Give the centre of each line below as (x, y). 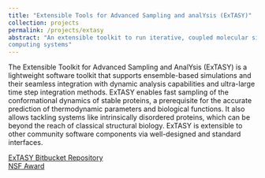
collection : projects (44, 23)
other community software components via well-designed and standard (125, 134)
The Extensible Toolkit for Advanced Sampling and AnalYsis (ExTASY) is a (128, 67)
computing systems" (40, 45)
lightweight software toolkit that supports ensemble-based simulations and (130, 76)
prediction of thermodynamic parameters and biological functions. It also (127, 109)
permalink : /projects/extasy (56, 30)
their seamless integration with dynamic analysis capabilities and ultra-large (132, 84)
